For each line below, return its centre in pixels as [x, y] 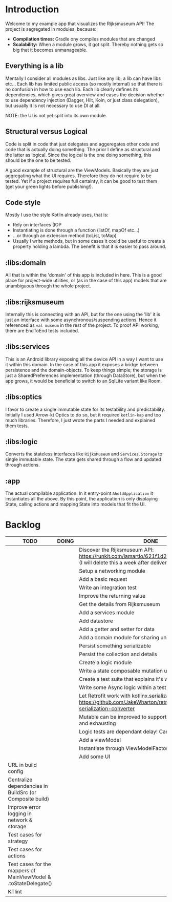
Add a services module [107, 613]
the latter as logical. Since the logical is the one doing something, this [79, 155]
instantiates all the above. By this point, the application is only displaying [82, 499]
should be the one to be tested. [38, 160]
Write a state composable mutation [121, 671]
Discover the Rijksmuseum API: [116, 550]
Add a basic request [103, 579]
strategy [18, 841]
